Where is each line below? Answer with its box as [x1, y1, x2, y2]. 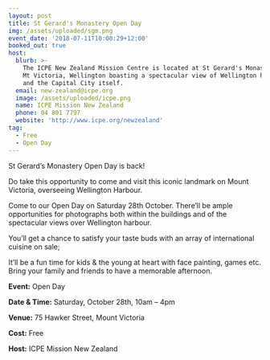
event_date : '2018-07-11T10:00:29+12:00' [8, 34, 149, 43]
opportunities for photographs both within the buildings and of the [8, 209, 227, 219]
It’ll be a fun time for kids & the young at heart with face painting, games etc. [8, 257, 261, 267]
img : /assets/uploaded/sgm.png [8, 27, 113, 35]
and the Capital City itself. [22, 79, 125, 87]
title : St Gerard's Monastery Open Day [8, 19, 142, 27]
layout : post [8, 11, 52, 20]
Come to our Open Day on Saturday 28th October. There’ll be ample [8, 200, 233, 210]
